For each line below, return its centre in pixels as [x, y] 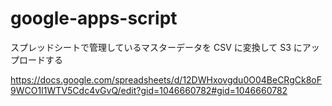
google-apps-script [94, 18]
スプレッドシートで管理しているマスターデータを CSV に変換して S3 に [156, 47]
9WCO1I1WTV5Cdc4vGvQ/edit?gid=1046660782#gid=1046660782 [149, 90]
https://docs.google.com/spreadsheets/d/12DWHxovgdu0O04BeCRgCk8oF [166, 79]
